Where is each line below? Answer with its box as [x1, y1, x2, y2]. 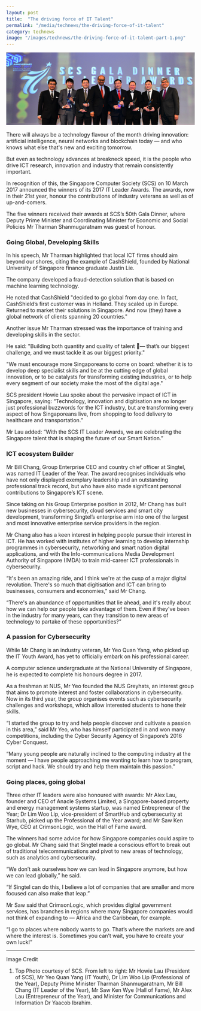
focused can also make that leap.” [6, 890, 90, 897]
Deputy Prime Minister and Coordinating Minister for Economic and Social [6, 216, 188, 224]
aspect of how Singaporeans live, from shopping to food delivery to [6, 410, 172, 417]
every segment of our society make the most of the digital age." [6, 380, 163, 387]
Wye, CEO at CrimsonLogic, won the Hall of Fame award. [6, 824, 147, 831]
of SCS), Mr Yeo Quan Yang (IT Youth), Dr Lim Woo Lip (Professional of [14, 974, 190, 981]
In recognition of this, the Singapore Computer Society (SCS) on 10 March [6, 180, 188, 187]
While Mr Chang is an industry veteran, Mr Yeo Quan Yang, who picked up [6, 646, 190, 653]
